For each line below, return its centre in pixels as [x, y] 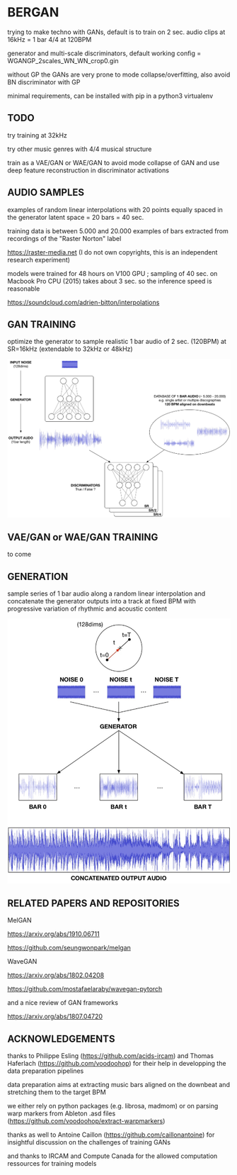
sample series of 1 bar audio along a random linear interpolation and [106, 594]
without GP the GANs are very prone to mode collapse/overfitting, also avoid [119, 74]
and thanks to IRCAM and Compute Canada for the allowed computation [112, 1156]
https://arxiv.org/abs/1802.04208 [56, 975]
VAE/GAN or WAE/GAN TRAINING [83, 537]
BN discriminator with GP [44, 82]
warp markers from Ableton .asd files [62, 1113]
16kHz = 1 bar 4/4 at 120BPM [50, 39]
